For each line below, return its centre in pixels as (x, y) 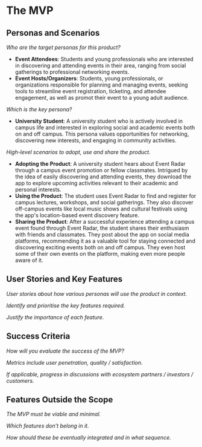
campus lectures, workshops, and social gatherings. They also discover (104, 202)
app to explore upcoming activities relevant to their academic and (96, 183)
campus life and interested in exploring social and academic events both (105, 127)
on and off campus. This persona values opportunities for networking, (102, 134)
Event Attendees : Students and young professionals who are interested (104, 59)
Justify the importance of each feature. (55, 317)
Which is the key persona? (39, 109)
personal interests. (38, 189)
